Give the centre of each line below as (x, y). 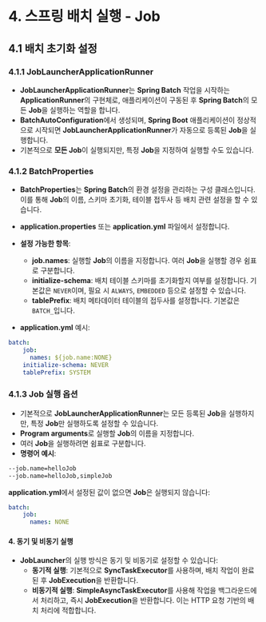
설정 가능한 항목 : (45, 244)
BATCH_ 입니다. (54, 311)
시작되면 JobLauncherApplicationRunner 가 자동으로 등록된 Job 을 (141, 130)
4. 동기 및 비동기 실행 (41, 541)
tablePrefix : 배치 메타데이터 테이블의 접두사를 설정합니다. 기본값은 (136, 301)
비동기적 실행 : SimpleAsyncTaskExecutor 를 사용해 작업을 (124, 590)
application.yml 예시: (55, 328)
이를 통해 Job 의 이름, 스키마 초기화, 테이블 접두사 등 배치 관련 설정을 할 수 (135, 200)
